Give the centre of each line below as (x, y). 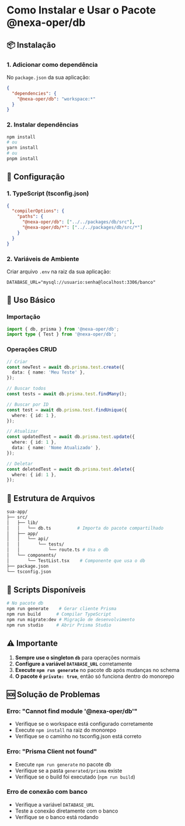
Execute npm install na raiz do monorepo (65, 730)
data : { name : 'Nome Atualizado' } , (56, 448)
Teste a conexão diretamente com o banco (67, 811)
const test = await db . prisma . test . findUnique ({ (67, 410)
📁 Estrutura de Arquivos (51, 498)
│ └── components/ (32, 556)
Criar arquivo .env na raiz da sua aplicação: (59, 271)
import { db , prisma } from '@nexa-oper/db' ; (63, 329)
